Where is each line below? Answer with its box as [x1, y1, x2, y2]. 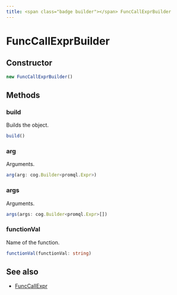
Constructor [6, 58, 52, 68]
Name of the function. [6, 238, 60, 246]
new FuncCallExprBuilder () [6, 74, 73, 80]
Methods [6, 90, 40, 100]
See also [6, 266, 39, 277]
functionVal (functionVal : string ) [6, 250, 92, 256]
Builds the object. [6, 121, 49, 128]
